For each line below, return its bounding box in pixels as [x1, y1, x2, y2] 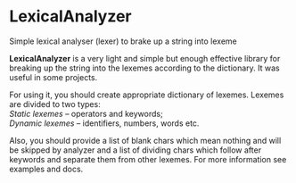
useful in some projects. [9, 71, 98, 82]
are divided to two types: [9, 98, 101, 109]
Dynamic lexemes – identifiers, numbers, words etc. [9, 118, 200, 129]
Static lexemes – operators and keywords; [9, 108, 163, 119]
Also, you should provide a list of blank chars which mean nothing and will [9, 135, 282, 146]
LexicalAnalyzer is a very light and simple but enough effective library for [9, 53, 281, 63]
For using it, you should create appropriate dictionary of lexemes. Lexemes [9, 89, 284, 100]
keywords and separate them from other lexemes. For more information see [9, 154, 287, 164]
